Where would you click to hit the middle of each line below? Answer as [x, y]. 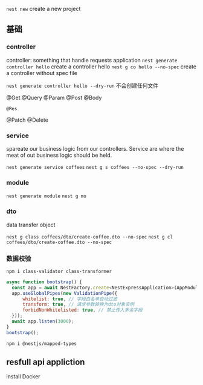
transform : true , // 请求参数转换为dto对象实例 [78, 304]
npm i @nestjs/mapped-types [42, 344]
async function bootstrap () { [44, 282]
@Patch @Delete [27, 120]
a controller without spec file [42, 73]
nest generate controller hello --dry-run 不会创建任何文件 [82, 85]
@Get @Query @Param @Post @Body [54, 97]
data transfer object [31, 225]
